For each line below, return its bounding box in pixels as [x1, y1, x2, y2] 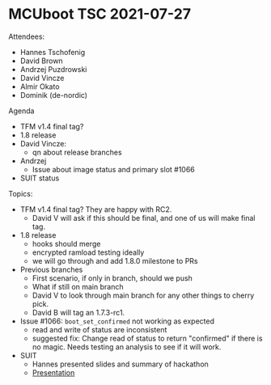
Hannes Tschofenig [19, 47, 86, 57]
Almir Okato [19, 82, 60, 91]
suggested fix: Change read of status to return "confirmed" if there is [32, 333, 263, 343]
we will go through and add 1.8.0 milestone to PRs [32, 256, 198, 265]
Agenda [8, 106, 35, 116]
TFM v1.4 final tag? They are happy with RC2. [19, 204, 172, 214]
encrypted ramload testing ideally [32, 247, 145, 257]
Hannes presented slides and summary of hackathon [32, 359, 209, 369]
